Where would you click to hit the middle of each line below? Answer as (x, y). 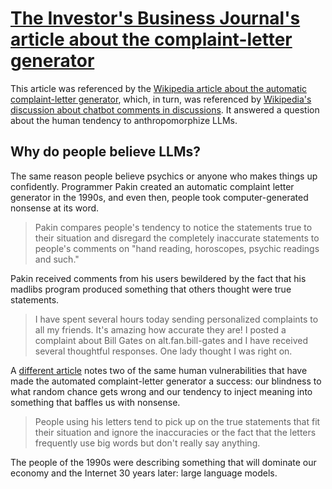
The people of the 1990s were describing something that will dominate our (163, 462)
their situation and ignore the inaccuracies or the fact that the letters (175, 432)
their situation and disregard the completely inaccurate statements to (177, 238)
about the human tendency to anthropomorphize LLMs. (124, 120)
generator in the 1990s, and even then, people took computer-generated (159, 197)
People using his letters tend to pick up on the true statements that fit (177, 421)
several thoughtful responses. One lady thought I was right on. (163, 351)
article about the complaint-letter (151, 39)
